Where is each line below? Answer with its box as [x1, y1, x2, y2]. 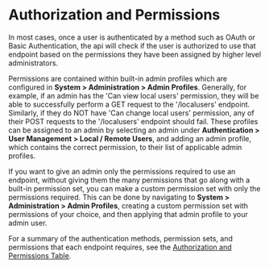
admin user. [8, 218, 48, 228]
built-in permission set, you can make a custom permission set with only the [8, 183, 261, 193]
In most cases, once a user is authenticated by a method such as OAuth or [8, 32, 256, 42]
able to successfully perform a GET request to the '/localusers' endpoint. [8, 99, 250, 109]
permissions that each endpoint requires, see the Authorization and [8, 242, 232, 252]
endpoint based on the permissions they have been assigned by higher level [8, 49, 262, 59]
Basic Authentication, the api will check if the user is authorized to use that [8, 40, 256, 50]
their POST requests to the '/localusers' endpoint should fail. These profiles [8, 116, 259, 126]
